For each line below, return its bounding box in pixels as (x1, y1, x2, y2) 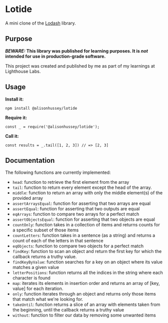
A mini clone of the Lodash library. (5, 20, 76, 26)
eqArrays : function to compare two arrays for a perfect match (12, 211, 139, 217)
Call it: (5, 133, 19, 139)
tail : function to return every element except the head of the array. (12, 184, 152, 191)
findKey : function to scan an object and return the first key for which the (12, 248, 162, 254)
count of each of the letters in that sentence (12, 238, 104, 244)
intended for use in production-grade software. (5, 53, 106, 59)
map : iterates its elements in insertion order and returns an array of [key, (12, 280, 160, 286)
